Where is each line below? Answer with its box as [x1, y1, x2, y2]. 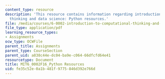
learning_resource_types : [5, 30, 58, 35]
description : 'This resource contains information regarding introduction [5, 12, 162, 17]
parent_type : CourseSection [5, 48, 63, 53]
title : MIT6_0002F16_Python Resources [5, 62, 84, 67]
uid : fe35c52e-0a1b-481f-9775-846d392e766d [5, 67, 96, 72]
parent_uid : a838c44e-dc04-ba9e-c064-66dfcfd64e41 [5, 53, 111, 58]
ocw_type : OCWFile [5, 39, 43, 44]
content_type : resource [5, 7, 54, 12]
